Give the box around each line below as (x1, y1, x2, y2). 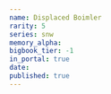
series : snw (9, 30, 54, 38)
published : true (9, 72, 70, 81)
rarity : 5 (9, 21, 47, 30)
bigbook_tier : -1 (9, 47, 74, 56)
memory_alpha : (9, 38, 63, 47)
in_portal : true (9, 55, 70, 64)
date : (9, 64, 30, 73)
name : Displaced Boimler (9, 13, 102, 22)
